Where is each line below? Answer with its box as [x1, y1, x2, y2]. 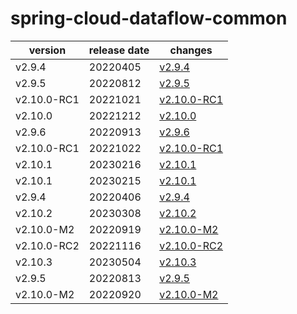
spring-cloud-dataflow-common [10, 7, 288, 30]
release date [88, 43, 150, 57]
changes [169, 43, 213, 57]
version [28, 43, 67, 57]
